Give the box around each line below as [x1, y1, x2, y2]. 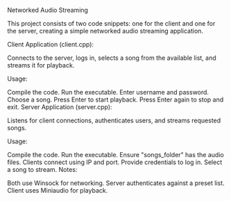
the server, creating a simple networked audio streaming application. [7, 27, 203, 35]
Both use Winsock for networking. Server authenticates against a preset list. [7, 179, 225, 187]
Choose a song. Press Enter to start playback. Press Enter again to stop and [7, 95, 224, 104]
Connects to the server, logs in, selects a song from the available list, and [7, 54, 216, 62]
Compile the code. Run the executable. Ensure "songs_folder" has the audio [7, 151, 224, 159]
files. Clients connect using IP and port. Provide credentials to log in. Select [7, 158, 223, 166]
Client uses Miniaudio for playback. [7, 186, 108, 194]
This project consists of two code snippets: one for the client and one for [7, 19, 216, 27]
